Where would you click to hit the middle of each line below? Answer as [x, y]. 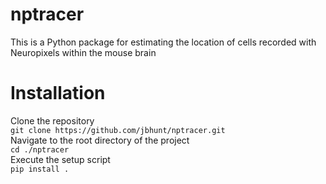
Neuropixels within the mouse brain [83, 52]
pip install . [40, 169]
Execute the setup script [60, 159]
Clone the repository [52, 120]
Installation [58, 93]
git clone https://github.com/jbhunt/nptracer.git [118, 130]
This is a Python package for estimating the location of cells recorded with [163, 42]
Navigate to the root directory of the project [100, 140]
